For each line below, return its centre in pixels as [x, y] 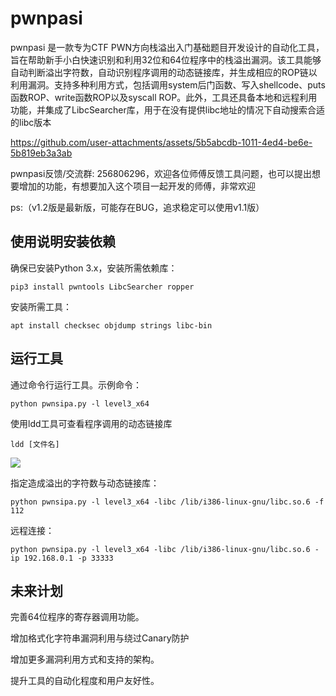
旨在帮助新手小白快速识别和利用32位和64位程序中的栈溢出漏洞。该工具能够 [166, 59]
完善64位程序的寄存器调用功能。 [77, 617]
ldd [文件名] [35, 444]
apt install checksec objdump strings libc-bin [111, 325]
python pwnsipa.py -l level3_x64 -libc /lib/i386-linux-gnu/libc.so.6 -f [167, 502]
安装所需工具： [41, 306]
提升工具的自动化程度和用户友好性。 [85, 681]
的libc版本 [31, 122]
